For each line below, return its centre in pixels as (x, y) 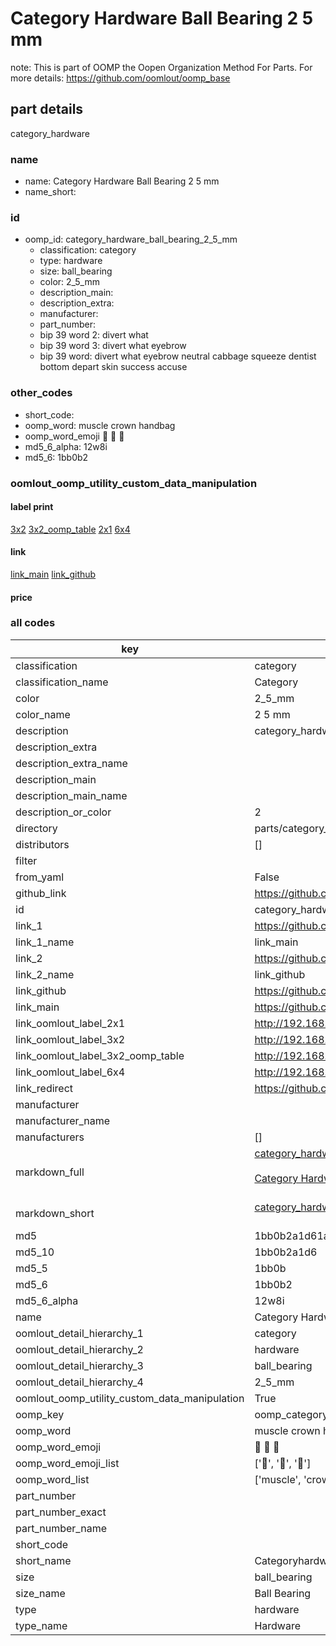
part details (47, 109)
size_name (40, 1593)
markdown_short (55, 1213)
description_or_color (63, 812)
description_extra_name (71, 763)
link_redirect (44, 1088)
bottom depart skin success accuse (113, 367)
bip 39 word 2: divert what (94, 335)
